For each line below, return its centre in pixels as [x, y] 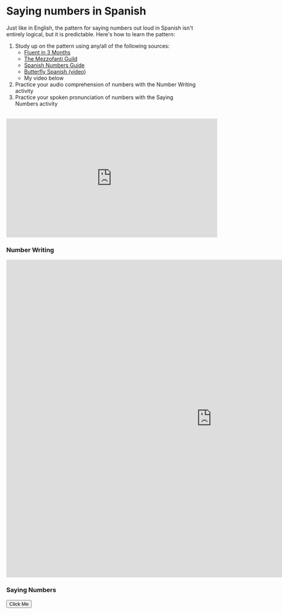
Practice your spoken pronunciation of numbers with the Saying [94, 97]
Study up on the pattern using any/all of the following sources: [92, 46]
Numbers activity [36, 103]
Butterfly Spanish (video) [55, 71]
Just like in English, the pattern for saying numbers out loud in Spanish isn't [100, 28]
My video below [44, 78]
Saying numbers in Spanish [76, 11]
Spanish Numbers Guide [54, 65]
